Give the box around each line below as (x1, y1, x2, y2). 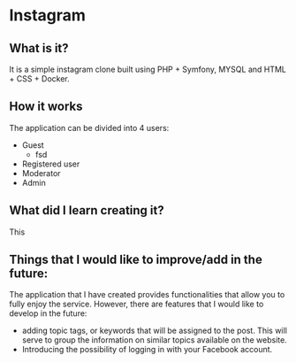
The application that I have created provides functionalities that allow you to (9, 290, 285, 300)
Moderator (21, 167, 61, 178)
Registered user (21, 158, 80, 169)
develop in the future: (9, 308, 87, 319)
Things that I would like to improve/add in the (9, 252, 262, 267)
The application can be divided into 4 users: (9, 122, 170, 133)
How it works (9, 99, 83, 114)
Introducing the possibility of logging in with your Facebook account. (21, 344, 273, 355)
